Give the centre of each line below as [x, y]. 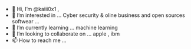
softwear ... [25, 21]
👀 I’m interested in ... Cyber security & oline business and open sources [98, 15]
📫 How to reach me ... [39, 40]
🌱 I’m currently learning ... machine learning [65, 27]
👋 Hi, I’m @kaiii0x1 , [35, 9]
